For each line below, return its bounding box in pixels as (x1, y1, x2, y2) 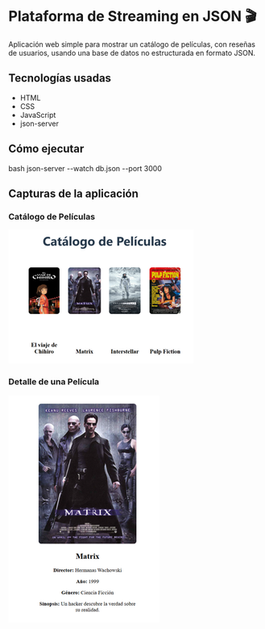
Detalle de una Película (8, 376, 100, 388)
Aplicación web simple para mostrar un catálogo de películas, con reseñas (8, 39, 256, 49)
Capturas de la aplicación (8, 187, 139, 200)
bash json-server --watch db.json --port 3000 (8, 163, 163, 173)
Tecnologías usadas (8, 71, 111, 86)
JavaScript (19, 110, 56, 120)
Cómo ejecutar (8, 142, 85, 156)
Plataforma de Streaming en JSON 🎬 (8, 7, 257, 26)
